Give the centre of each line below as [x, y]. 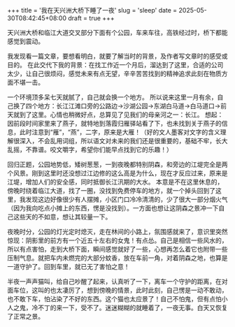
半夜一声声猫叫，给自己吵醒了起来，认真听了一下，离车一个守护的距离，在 [114, 281]
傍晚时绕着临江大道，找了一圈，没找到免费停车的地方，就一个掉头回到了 [111, 190]
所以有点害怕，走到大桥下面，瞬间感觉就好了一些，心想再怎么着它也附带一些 [117, 249]
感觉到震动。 [26, 41]
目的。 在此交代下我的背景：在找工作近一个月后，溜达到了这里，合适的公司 [115, 65]
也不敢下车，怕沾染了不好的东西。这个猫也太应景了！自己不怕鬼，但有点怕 [114, 299]
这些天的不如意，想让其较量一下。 [62, 217]
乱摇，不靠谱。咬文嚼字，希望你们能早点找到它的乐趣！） [90, 150]
